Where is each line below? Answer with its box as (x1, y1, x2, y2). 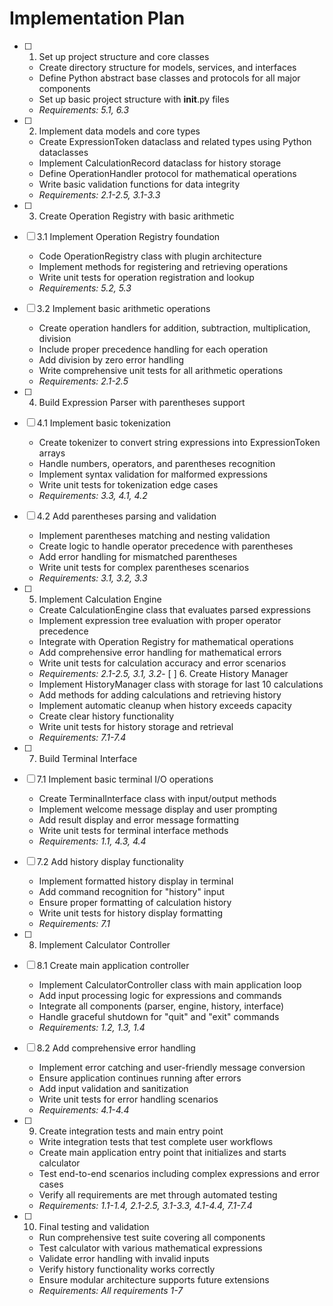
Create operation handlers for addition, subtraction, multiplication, (38, 322, 311, 334)
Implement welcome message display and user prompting (38, 803, 278, 815)
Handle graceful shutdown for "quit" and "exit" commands (38, 1010, 280, 1022)
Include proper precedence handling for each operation (38, 343, 269, 355)
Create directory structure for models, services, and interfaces (38, 61, 297, 73)
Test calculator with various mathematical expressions (38, 1242, 263, 1254)
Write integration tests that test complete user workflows (38, 1135, 274, 1147)
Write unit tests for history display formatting (38, 907, 224, 919)
